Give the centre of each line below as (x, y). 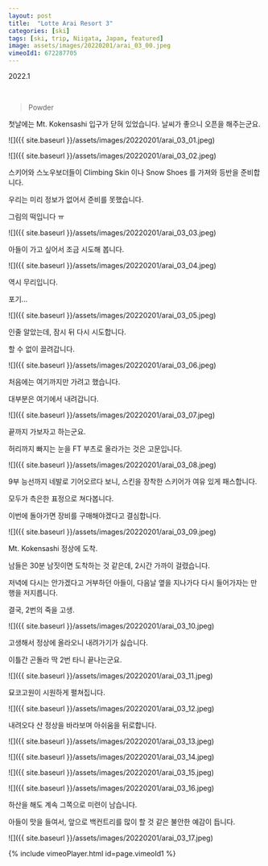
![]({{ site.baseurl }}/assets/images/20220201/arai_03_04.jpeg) (113, 265)
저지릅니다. (41, 593)
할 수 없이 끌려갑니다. (41, 349)
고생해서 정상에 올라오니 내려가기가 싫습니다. (78, 642)
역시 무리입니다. (33, 282)
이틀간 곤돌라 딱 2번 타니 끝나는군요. (65, 660)
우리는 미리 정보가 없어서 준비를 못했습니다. (76, 199)
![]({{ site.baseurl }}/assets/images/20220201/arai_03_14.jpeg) (111, 757)
